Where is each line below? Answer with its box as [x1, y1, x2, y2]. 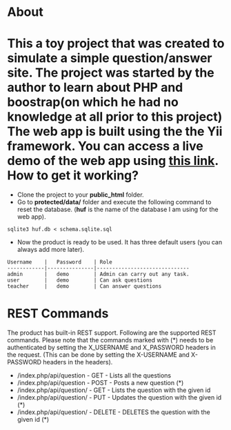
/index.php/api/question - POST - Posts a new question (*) [17, 379, 184, 387]
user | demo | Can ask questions [7, 277, 153, 284]
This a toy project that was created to [7, 36, 225, 52]
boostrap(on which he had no [7, 95, 179, 110]
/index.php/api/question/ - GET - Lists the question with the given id [17, 386, 211, 394]
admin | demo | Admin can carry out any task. [7, 271, 190, 278]
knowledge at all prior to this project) [7, 109, 223, 125]
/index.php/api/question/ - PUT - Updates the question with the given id [17, 393, 222, 402]
